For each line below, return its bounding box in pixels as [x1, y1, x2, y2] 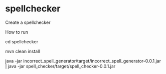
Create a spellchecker [5, 19, 51, 25]
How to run [5, 29, 29, 35]
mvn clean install [5, 48, 40, 54]
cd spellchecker [5, 38, 39, 45]
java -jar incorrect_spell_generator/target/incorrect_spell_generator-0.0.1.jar [5, 58, 161, 64]
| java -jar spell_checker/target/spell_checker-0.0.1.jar [5, 63, 116, 69]
